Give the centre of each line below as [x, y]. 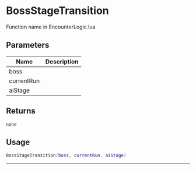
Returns [21, 111]
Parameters [28, 45]
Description [62, 61]
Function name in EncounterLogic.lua [51, 27]
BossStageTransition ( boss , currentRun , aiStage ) [66, 155]
